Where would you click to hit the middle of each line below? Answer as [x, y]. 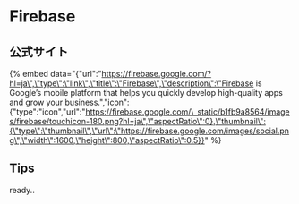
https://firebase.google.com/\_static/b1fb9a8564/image [188, 112]
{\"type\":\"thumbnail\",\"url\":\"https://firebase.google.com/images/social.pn [149, 131]
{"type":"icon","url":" [47, 112]
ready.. [22, 190]
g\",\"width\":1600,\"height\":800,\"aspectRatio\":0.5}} [107, 140]
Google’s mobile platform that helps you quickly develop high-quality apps [146, 93]
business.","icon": [97, 102]
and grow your [36, 102]
